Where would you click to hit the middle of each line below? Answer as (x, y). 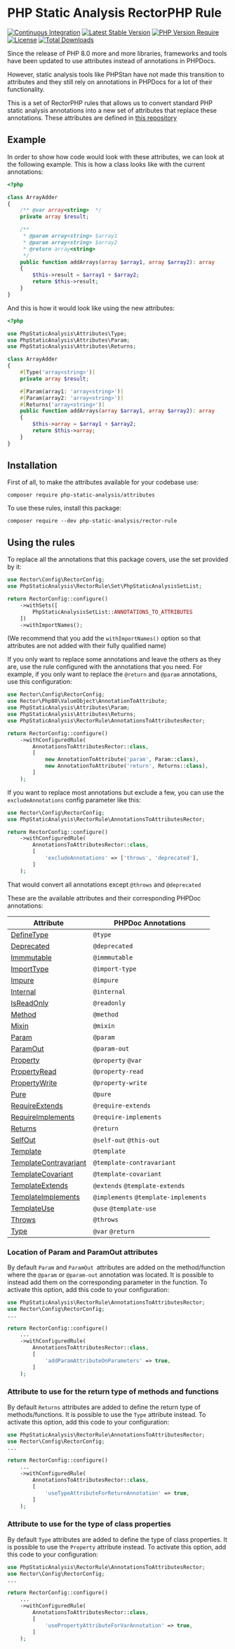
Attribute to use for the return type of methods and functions (113, 1392)
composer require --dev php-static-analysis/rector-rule (92, 521)
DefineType (30, 934)
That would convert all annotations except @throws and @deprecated (104, 884)
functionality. (26, 89)
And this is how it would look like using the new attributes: (91, 308)
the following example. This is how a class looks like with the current (106, 164)
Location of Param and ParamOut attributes (83, 1252)
